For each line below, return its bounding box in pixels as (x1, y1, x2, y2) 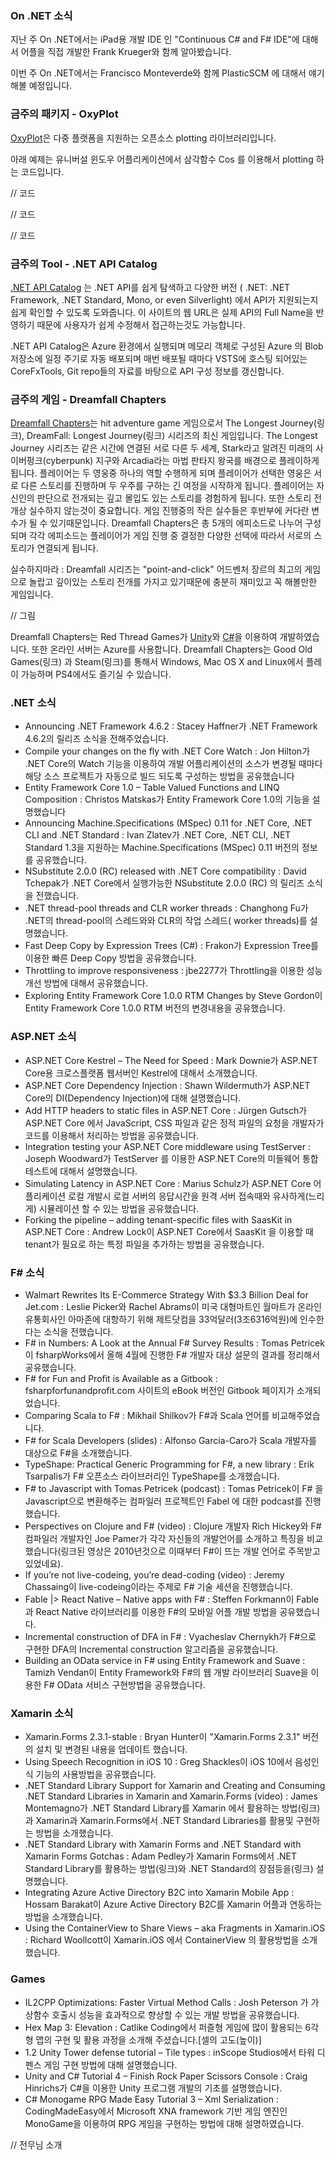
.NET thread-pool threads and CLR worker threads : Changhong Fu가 (24, 902, 309, 914)
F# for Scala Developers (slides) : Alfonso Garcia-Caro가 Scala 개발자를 (24, 1435, 317, 1447)
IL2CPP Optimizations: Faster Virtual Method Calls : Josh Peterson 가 (24, 1996, 309, 2008)
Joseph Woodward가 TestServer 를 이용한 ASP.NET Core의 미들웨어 (24, 1152, 301, 1164)
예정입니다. (28, 80, 73, 92)
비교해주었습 (271, 1410, 321, 1422)
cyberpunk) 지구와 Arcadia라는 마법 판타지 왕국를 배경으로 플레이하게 (45, 455, 320, 467)
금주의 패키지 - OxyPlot (10, 107, 119, 121)
